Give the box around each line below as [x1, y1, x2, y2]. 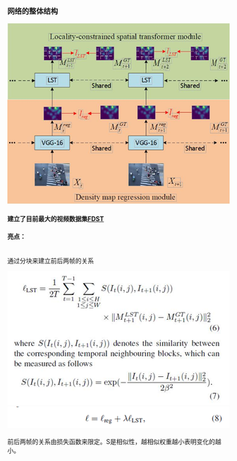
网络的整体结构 [7, 6, 59, 16]
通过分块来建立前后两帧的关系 [7, 256, 94, 265]
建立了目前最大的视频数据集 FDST [7, 215, 104, 223]
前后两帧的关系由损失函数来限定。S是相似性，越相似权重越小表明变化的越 [7, 438, 221, 446]
